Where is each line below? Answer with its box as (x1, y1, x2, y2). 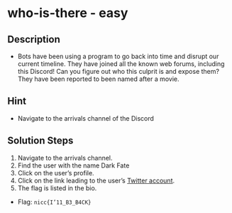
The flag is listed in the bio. (17, 183, 97, 192)
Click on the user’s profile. (17, 168, 94, 177)
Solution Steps (7, 135, 74, 147)
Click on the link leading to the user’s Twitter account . (17, 176, 175, 185)
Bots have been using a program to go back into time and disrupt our (17, 52, 219, 60)
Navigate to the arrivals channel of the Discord (17, 114, 155, 122)
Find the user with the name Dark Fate (17, 161, 130, 170)
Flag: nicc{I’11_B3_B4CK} (17, 197, 92, 206)
